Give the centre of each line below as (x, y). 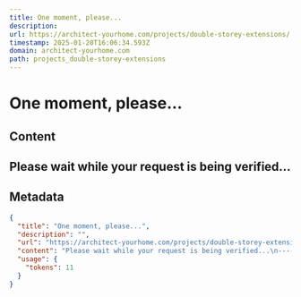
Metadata (37, 197)
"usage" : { (38, 259)
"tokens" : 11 (50, 268)
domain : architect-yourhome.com (69, 51)
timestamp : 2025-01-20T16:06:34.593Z (80, 42)
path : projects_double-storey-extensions (88, 59)
